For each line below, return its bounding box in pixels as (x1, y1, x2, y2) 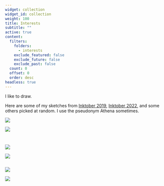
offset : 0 (9, 71, 29, 76)
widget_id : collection (5, 12, 51, 17)
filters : (9, 39, 27, 44)
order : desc (9, 75, 34, 80)
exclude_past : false (14, 62, 56, 66)
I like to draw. (5, 93, 32, 99)
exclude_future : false (14, 57, 60, 62)
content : (5, 35, 23, 40)
